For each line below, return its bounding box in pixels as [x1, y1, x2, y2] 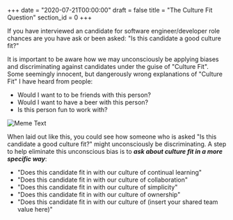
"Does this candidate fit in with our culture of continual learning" [17, 168, 202, 176]
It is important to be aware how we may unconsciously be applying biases [7, 55, 219, 63]
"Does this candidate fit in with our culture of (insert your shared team [17, 198, 218, 206]
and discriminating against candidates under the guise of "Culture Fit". [7, 63, 209, 70]
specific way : [7, 155, 47, 163]
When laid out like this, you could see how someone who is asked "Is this [7, 132, 217, 141]
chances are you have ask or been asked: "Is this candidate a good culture [7, 34, 221, 42]
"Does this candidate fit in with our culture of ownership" [17, 191, 181, 198]
